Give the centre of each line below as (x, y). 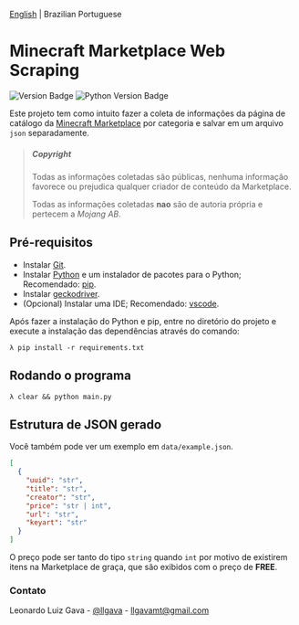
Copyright (52, 154)
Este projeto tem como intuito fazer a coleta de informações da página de (147, 113)
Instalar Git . (44, 264)
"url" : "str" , (52, 514)
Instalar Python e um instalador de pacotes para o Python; (132, 274)
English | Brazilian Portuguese (66, 14)
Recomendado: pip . (59, 284)
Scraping (45, 71)
